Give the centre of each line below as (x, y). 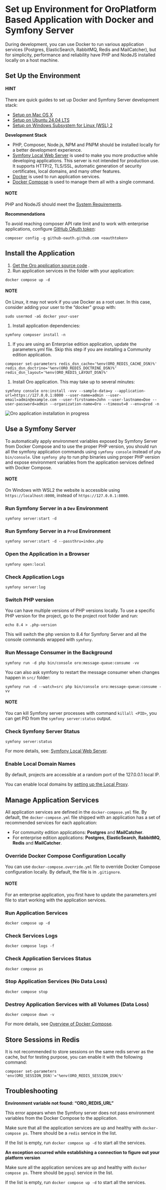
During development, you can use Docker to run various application (75, 44)
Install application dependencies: (46, 325)
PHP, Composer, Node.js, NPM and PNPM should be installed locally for (86, 145)
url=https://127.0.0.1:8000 (34, 395)
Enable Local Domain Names (40, 764)
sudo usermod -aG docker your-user (42, 316)
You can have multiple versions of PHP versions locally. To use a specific (80, 610)
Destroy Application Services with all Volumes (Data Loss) (77, 1004)
